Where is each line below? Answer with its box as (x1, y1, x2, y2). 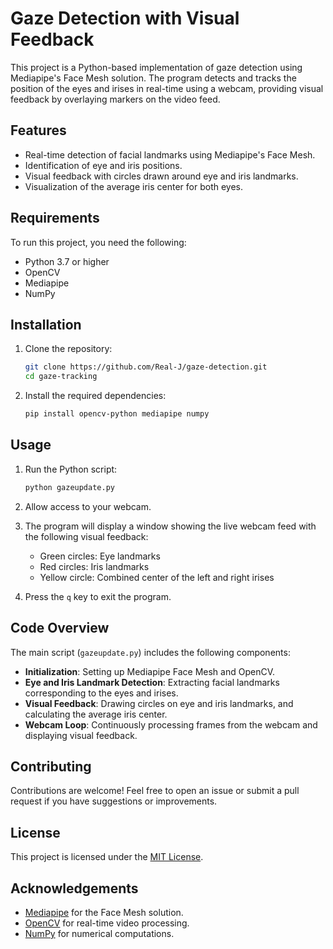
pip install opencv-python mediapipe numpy (24, 409, 210, 419)
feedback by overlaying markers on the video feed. (10, 93, 221, 105)
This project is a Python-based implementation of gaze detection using (10, 61, 303, 73)
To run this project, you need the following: (10, 236, 187, 248)
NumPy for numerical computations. (24, 927, 175, 939)
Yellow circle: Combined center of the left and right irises (39, 571, 275, 583)
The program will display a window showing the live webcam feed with (24, 520, 317, 532)
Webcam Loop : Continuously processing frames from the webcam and (24, 718, 318, 731)
